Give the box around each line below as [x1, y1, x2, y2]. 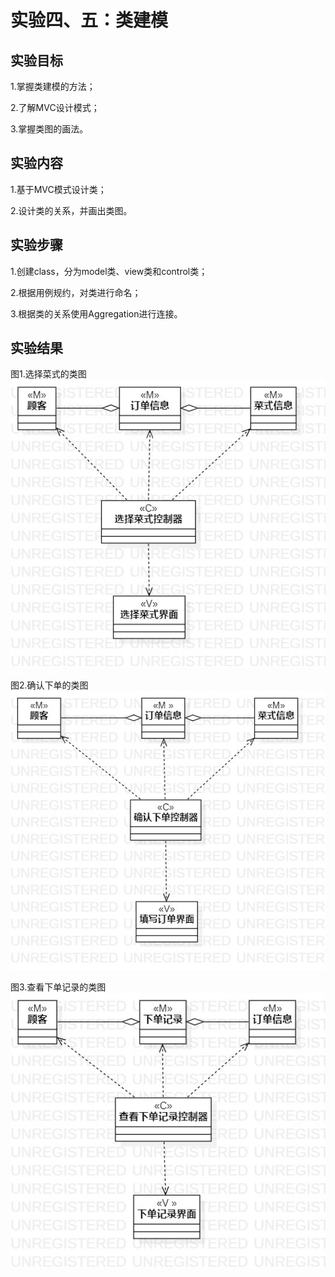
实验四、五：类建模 [10, 9, 169, 32]
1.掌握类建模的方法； [10, 81, 96, 92]
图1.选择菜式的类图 [10, 368, 87, 380]
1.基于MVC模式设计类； [10, 183, 107, 195]
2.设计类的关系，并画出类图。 [10, 204, 133, 216]
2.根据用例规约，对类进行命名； [10, 286, 142, 298]
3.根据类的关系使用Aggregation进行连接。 [10, 307, 183, 320]
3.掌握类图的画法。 [10, 123, 89, 135]
